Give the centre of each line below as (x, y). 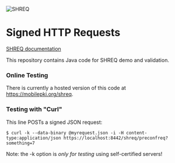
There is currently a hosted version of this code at (66, 88)
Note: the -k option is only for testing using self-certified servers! (84, 154)
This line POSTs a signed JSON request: (54, 122)
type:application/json (34, 138)
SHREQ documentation (34, 48)
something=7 (20, 143)
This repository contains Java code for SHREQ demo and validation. (87, 60)
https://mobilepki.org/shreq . (40, 94)
